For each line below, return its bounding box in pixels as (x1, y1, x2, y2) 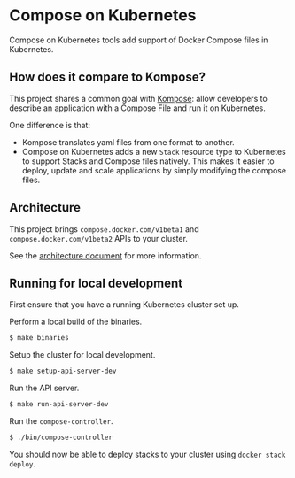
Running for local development (9, 275, 183, 290)
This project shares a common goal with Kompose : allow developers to (9, 93, 268, 104)
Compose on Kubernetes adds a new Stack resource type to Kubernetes (21, 146, 286, 157)
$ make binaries (9, 334, 69, 343)
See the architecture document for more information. (9, 250, 202, 261)
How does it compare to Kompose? (9, 70, 206, 85)
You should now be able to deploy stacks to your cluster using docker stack (9, 449, 286, 459)
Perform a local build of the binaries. (9, 316, 143, 328)
